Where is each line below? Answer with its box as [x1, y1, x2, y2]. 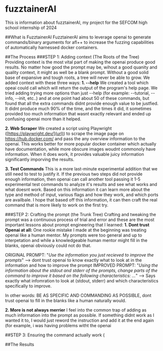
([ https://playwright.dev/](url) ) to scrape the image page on [5, 130, 124, 136]
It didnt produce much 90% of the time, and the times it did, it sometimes [5, 106, 152, 111]
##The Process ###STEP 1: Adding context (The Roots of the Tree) [5, 54, 140, 59]
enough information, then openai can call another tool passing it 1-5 [5, 176, 141, 182]
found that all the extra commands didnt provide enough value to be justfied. [5, 100, 159, 106]
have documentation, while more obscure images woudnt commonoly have [5, 146, 156, 152]
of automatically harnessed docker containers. [5, 44, 99, 50]
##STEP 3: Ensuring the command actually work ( [5, 332, 105, 338]
